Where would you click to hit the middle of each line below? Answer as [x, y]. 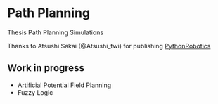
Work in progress [46, 68]
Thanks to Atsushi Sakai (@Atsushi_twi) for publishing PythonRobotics [109, 46]
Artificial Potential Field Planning [64, 85]
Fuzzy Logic [35, 92]
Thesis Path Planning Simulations [56, 32]
